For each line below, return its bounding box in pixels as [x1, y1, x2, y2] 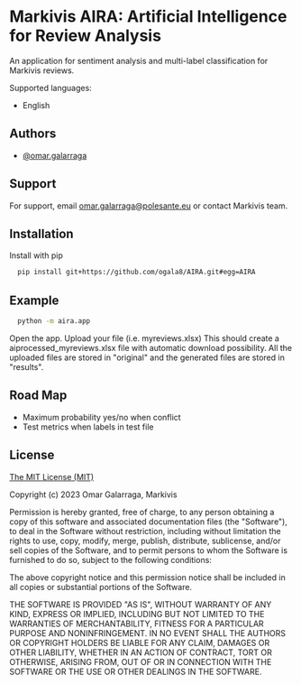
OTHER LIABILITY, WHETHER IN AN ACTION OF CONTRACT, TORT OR [9, 647, 272, 658]
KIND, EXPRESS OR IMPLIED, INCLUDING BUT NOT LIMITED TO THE [9, 608, 265, 619]
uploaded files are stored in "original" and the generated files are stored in [9, 352, 286, 363]
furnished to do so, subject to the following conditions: [9, 554, 212, 565]
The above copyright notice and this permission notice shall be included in [9, 571, 286, 583]
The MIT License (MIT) [9, 471, 95, 482]
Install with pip [9, 250, 63, 261]
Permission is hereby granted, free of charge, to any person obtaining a [9, 506, 275, 517]
